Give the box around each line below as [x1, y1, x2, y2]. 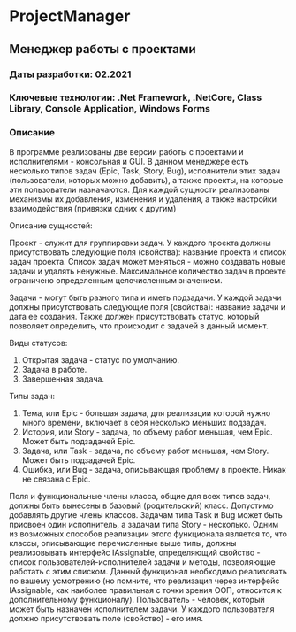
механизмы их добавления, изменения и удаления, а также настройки [9, 193, 277, 204]
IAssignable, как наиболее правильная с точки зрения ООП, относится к [9, 584, 283, 595]
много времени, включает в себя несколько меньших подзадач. [21, 417, 267, 428]
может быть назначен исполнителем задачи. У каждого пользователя [9, 604, 275, 614]
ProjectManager [9, 6, 131, 27]
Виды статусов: [9, 337, 68, 348]
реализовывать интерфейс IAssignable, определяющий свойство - [9, 547, 261, 558]
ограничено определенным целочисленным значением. [9, 274, 223, 285]
